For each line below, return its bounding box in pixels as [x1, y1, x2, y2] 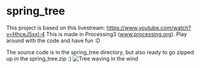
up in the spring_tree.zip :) [6, 55, 72, 62]
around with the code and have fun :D [6, 37, 101, 44]
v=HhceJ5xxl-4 [6, 30, 45, 37]
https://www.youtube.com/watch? [106, 24, 192, 31]
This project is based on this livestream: [6, 24, 106, 31]
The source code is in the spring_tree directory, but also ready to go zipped [6, 48, 195, 55]
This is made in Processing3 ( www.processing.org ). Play [46, 30, 187, 37]
